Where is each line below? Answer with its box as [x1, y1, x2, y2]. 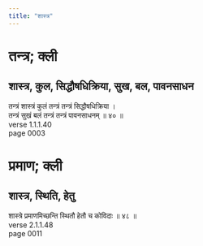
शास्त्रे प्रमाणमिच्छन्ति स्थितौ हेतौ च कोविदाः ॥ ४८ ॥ [8, 210, 137, 220]
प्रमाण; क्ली [8, 156, 63, 175]
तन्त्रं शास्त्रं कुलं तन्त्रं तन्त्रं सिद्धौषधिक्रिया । [8, 101, 116, 110]
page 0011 [8, 228, 43, 238]
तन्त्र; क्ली [8, 46, 58, 65]
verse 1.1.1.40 [8, 119, 53, 129]
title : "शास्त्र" [8, 11, 54, 20]
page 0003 [8, 127, 46, 138]
